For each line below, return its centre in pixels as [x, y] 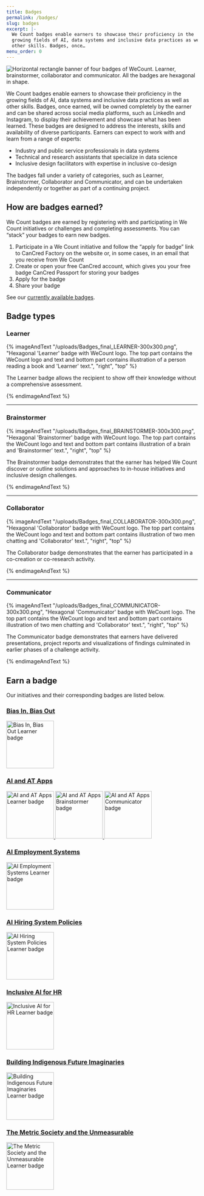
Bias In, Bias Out [31, 711]
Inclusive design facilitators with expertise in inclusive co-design [96, 163]
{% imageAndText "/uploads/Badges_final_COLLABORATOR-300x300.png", [101, 521]
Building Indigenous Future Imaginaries [65, 1062]
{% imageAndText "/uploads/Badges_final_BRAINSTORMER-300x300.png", [101, 431]
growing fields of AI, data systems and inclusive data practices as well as [98, 100]
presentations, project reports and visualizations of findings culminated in [98, 643]
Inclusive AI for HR [34, 992]
